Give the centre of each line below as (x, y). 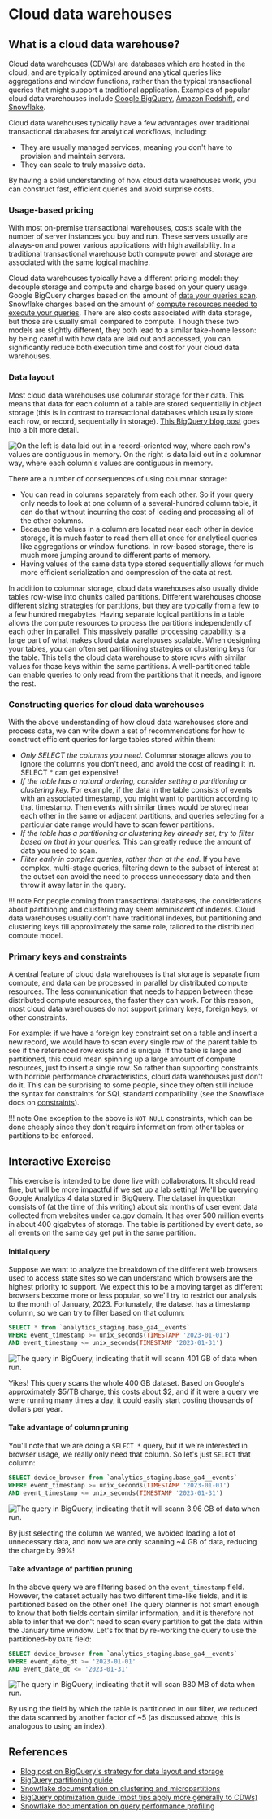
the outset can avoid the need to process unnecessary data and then (136, 876)
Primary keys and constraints (68, 956)
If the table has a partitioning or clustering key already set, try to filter (137, 833)
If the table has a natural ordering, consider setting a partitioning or (134, 781)
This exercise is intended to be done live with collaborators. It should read (132, 1181)
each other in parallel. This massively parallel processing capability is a (127, 631)
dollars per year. (36, 1408)
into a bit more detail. (44, 429)
